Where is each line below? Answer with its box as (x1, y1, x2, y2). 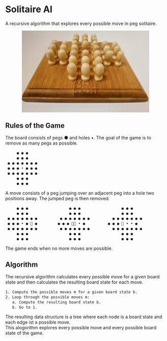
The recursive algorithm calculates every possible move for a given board (5, 274, 160, 280)
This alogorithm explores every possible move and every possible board (5, 325, 157, 331)
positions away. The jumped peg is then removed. (5, 195, 110, 202)
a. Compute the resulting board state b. (12, 300, 101, 305)
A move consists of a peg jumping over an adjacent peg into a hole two (5, 190, 154, 196)
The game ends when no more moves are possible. (5, 245, 113, 251)
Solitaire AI (5, 4, 52, 15)
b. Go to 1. (12, 305, 38, 310)
